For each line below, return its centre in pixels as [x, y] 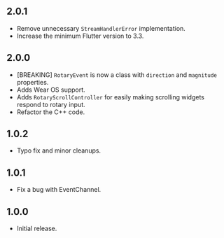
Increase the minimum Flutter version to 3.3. [80, 36]
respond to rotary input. [51, 104]
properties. [33, 82]
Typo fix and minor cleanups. [59, 150]
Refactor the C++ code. [51, 112]
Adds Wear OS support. [51, 90]
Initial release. [37, 229]
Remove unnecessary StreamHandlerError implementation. [101, 28]
